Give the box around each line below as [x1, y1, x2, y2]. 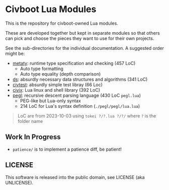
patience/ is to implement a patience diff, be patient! [12, 146, 122, 152]
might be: [5, 50, 25, 56]
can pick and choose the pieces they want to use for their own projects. [5, 35, 154, 41]
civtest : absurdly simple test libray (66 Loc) [12, 82, 103, 88]
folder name [17, 118, 43, 124]
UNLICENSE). [5, 179, 34, 185]
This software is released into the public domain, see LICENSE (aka [5, 174, 145, 180]
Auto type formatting [20, 66, 64, 72]
